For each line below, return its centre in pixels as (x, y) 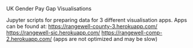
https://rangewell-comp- (132, 33)
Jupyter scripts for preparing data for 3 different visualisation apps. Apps (97, 20)
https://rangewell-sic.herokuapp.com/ (53, 33)
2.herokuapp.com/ (29, 39)
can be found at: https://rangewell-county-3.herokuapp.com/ (82, 26)
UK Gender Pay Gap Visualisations (49, 9)
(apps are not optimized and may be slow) (106, 39)
